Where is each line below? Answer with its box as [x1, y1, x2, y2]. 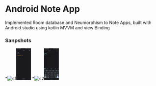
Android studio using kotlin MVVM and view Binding [5, 24, 110, 30]
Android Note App [5, 3, 80, 15]
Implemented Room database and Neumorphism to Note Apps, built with [5, 20, 152, 25]
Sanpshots [5, 37, 32, 43]
